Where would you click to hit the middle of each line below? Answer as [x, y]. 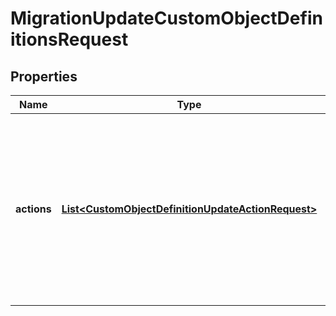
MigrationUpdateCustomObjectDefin [166, 18]
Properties [44, 76]
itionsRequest [69, 39]
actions [33, 209]
